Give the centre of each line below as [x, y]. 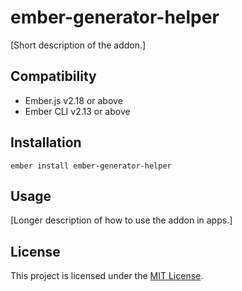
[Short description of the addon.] [78, 45]
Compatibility [53, 76]
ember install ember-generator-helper [91, 166]
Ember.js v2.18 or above [73, 100]
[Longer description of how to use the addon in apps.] [121, 220]
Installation [46, 142]
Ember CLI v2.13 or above [77, 111]
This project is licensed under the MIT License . [107, 276]
